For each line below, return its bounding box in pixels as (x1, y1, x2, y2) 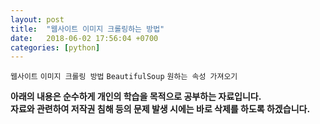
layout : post (10, 14, 65, 25)
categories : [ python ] (10, 42, 101, 53)
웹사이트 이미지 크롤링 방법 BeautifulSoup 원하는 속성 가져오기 (10, 72, 238, 82)
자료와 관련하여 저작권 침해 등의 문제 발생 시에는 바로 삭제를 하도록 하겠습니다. (10, 103, 311, 115)
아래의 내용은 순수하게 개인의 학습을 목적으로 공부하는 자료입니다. (10, 91, 262, 103)
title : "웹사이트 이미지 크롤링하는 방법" (10, 24, 165, 34)
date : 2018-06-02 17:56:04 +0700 (10, 33, 159, 43)
